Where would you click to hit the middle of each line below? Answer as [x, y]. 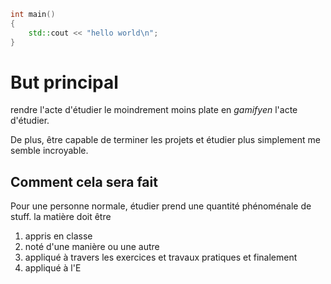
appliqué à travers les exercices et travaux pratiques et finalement [161, 257]
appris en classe [58, 236]
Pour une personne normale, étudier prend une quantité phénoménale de [161, 206]
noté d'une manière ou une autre [92, 247]
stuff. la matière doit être [61, 217]
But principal [64, 82]
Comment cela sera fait [84, 181]
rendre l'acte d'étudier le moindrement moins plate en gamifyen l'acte [154, 110]
